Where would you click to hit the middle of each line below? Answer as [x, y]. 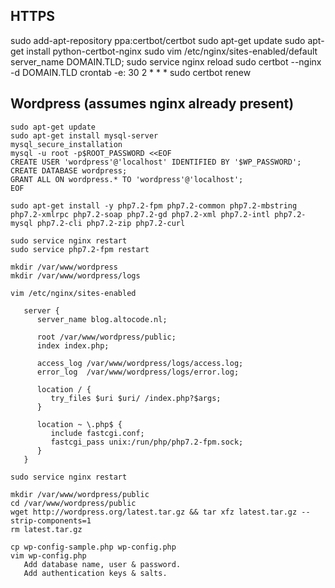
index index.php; [73, 345]
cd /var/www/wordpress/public [73, 503]
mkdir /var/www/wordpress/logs [75, 275]
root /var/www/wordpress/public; [106, 337]
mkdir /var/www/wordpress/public [80, 494]
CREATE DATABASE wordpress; [69, 170]
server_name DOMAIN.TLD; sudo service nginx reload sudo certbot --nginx [166, 61]
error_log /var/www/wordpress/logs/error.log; [138, 372]
